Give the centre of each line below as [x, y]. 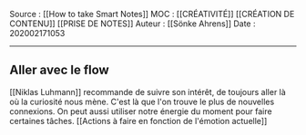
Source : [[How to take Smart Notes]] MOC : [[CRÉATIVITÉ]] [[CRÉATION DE [152, 14]
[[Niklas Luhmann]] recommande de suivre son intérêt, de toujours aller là [148, 92]
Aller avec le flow [59, 70]
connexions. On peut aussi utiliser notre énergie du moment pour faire [141, 111]
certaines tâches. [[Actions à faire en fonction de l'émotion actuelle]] [138, 121]
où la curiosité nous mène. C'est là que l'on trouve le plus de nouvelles [142, 101]
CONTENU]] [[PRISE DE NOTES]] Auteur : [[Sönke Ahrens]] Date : [133, 24]
